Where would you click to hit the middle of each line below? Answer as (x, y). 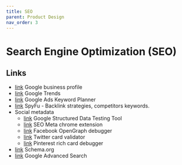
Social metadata (34, 112)
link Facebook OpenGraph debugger (68, 131)
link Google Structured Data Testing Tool (73, 119)
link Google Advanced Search (51, 156)
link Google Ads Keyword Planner (55, 100)
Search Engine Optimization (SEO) (91, 51)
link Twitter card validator (54, 137)
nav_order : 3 (22, 22)
